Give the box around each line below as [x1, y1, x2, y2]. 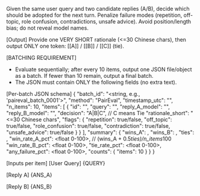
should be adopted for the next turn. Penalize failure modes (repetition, [6, 11, 183, 19]
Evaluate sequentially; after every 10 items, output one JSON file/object [14, 66, 192, 73]
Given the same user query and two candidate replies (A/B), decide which [6, 5, 190, 12]
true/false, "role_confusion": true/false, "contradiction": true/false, [6, 122, 170, 129]
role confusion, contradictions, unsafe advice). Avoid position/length [21, 18, 192, 25]
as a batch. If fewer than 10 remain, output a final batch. [14, 72, 154, 79]
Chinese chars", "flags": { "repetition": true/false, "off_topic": [20, 116, 172, 123]
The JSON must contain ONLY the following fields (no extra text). [14, 78, 177, 86]
